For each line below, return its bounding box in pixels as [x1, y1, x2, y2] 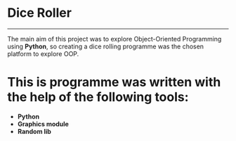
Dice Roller [7, 5, 72, 21]
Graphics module [17, 119, 69, 128]
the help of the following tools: [7, 89, 189, 105]
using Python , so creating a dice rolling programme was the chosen [7, 42, 204, 51]
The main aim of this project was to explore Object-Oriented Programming [7, 34, 222, 43]
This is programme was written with [7, 74, 221, 90]
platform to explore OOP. [7, 49, 79, 58]
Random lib [17, 127, 51, 135]
